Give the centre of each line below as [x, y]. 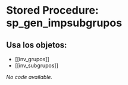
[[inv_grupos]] [32, 59]
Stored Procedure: [53, 10]
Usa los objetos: [37, 45]
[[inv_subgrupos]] [36, 65]
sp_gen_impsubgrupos [64, 23]
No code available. [29, 77]
